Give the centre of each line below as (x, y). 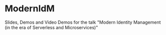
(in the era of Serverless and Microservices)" (52, 27)
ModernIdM (30, 9)
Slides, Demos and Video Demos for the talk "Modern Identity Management (83, 22)
